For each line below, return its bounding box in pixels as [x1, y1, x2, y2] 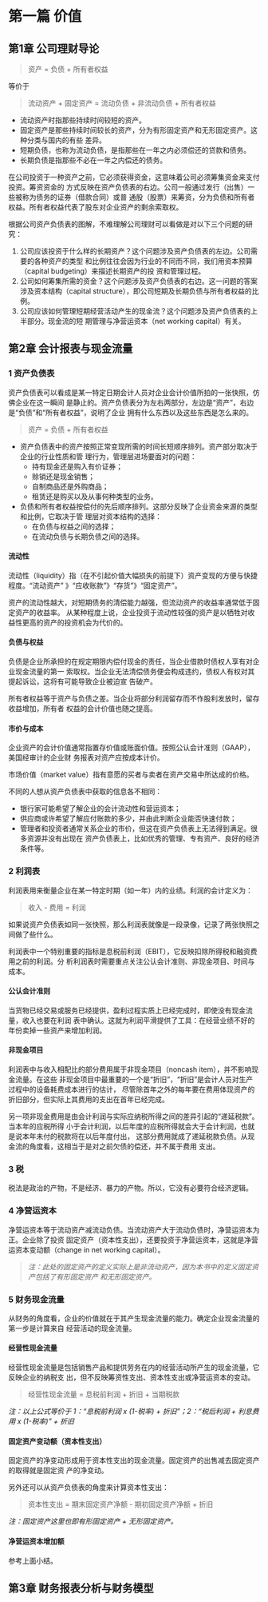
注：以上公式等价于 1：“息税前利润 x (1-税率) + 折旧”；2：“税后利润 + [8, 1407, 237, 1416]
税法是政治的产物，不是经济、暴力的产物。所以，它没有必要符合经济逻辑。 [8, 1183, 253, 1193]
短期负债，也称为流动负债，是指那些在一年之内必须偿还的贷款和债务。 [19, 146, 251, 154]
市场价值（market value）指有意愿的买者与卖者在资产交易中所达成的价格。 [8, 769, 254, 780]
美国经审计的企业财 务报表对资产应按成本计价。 [8, 753, 164, 762]
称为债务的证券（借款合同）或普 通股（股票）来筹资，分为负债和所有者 [22, 193, 255, 202]
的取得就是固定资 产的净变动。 [8, 1465, 108, 1476]
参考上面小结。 [8, 1556, 57, 1565]
